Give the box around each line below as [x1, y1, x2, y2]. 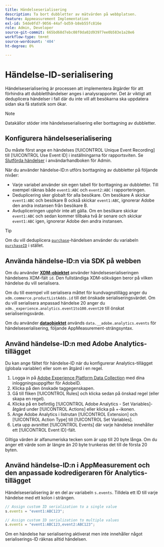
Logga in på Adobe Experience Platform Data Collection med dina [12, 375, 145, 381]
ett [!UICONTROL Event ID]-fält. [12, 427, 76, 433]
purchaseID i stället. [5, 242, 44, 248]
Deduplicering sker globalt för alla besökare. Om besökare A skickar [12, 192, 150, 198]
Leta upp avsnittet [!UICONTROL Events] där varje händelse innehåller [12, 422, 154, 427]
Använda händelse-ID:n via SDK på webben [5, 257, 141, 265]
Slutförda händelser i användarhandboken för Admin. [5, 157, 112, 163]
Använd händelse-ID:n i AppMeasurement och [5, 461, 150, 469]
